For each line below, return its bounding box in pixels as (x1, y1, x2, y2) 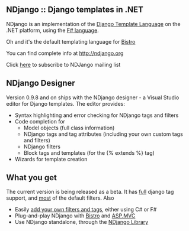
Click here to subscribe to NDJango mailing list (6, 61, 121, 68)
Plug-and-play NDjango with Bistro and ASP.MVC (14, 212, 136, 219)
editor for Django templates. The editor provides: (6, 100, 126, 107)
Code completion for (14, 118, 65, 125)
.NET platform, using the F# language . (6, 27, 99, 34)
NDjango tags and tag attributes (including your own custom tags (23, 130, 184, 138)
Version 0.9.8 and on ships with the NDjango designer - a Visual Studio (6, 94, 180, 101)
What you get (6, 173, 57, 183)
